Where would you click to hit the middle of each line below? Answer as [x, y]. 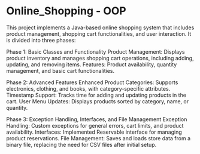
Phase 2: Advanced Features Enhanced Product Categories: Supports [92, 82]
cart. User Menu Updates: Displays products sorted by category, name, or [98, 101]
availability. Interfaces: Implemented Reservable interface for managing [94, 132]
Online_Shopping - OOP [66, 11]
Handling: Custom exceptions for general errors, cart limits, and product [95, 125]
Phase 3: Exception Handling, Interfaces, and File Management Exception [97, 119]
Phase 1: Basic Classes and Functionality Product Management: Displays [96, 51]
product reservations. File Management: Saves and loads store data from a [99, 138]
